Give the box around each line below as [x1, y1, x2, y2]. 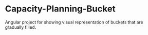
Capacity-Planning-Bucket [5, 3, 116, 14]
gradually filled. [5, 24, 37, 30]
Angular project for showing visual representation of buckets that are [5, 19, 144, 25]
